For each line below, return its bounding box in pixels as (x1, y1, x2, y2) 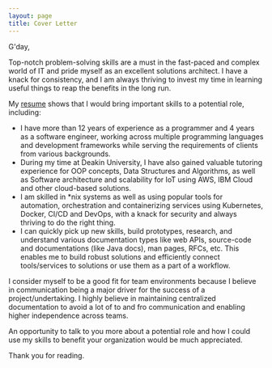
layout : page (8, 11, 53, 20)
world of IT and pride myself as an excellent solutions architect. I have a (8, 66, 249, 75)
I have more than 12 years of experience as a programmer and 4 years (19, 123, 255, 133)
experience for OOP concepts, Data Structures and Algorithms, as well (19, 166, 256, 176)
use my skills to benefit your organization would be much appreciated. (8, 335, 243, 345)
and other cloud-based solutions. (19, 183, 132, 192)
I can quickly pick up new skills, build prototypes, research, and (19, 226, 232, 235)
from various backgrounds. (19, 149, 111, 159)
